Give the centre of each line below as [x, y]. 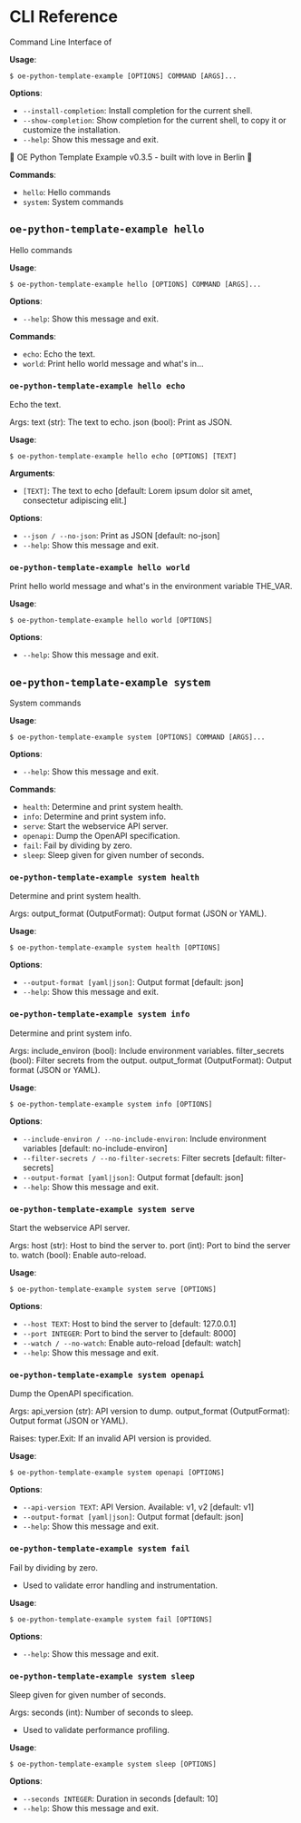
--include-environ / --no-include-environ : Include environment [144, 1138]
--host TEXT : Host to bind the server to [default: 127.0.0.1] [129, 1324]
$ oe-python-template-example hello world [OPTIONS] [111, 621]
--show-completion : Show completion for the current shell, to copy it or [155, 120]
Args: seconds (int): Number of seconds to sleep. [102, 1712]
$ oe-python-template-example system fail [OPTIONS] [111, 1619]
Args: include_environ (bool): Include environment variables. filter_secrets [147, 1050]
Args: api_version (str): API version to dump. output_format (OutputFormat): [150, 1411]
